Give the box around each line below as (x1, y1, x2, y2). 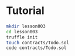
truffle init (6, 34, 38, 40)
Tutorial (6, 4, 45, 17)
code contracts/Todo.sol (6, 45, 67, 51)
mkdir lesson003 (6, 23, 46, 29)
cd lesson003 (6, 29, 38, 34)
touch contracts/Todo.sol (6, 40, 69, 45)
